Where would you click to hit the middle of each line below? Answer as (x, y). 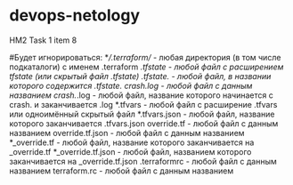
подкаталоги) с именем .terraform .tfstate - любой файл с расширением (146, 67)
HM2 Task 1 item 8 (43, 40)
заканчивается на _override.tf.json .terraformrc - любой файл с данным (143, 161)
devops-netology (75, 16)
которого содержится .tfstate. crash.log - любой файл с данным (131, 85)
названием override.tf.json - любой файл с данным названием (127, 133)
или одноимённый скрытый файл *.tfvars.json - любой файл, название (142, 114)
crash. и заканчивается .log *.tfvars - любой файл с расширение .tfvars (143, 104)
